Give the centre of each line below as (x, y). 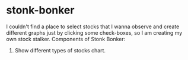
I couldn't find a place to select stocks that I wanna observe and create (93, 26)
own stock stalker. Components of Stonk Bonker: (66, 39)
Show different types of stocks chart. (60, 50)
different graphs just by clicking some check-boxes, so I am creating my (94, 32)
